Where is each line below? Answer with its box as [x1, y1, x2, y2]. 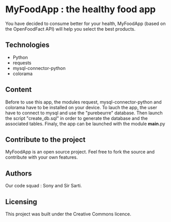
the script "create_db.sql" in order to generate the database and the [5, 115, 148, 121]
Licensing [5, 198, 37, 206]
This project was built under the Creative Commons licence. [5, 211, 132, 217]
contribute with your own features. [5, 154, 78, 160]
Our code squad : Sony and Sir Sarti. [5, 183, 82, 189]
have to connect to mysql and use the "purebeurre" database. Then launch [5, 110, 163, 116]
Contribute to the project [5, 135, 86, 144]
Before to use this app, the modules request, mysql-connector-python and [5, 98, 162, 105]
